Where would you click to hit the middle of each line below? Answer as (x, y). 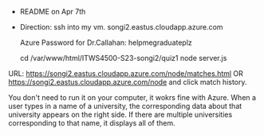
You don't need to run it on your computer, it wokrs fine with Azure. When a (132, 98)
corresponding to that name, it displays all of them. (92, 123)
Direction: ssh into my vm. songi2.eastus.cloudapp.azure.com (121, 27)
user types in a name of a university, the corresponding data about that (125, 106)
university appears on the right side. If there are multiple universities (120, 114)
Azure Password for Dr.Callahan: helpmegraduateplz (106, 42)
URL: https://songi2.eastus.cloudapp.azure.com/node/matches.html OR (126, 74)
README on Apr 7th (53, 12)
